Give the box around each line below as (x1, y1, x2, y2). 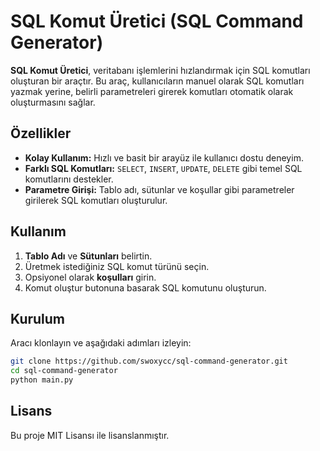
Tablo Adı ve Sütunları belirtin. (24, 250, 153, 262)
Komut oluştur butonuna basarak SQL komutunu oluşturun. (24, 281, 267, 294)
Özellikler (10, 125, 72, 142)
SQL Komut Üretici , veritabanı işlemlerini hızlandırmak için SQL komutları (10, 64, 311, 76)
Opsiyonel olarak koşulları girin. (24, 271, 157, 283)
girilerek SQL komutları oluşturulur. (24, 194, 168, 206)
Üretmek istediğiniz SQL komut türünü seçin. (24, 260, 210, 272)
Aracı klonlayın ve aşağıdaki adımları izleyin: (10, 337, 192, 349)
